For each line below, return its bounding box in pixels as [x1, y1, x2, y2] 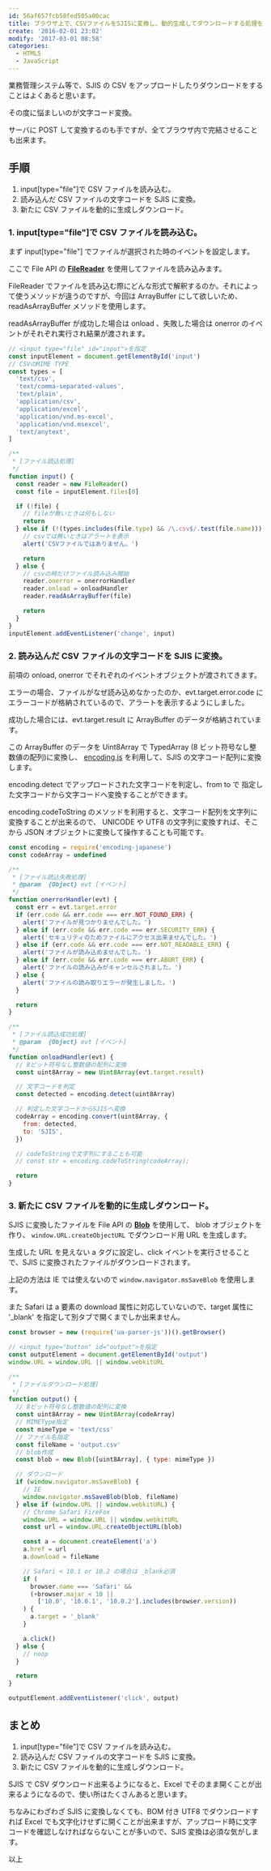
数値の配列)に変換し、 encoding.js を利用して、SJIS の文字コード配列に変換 [8, 751, 261, 762]
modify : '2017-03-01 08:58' [8, 34, 104, 43]
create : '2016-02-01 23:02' [8, 27, 104, 35]
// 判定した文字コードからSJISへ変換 [15, 1105, 125, 1113]
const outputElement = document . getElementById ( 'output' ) [8, 1351, 208, 1359]
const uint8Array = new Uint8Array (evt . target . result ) [15, 1068, 205, 1077]
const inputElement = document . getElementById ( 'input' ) [8, 352, 201, 361]
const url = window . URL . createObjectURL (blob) [23, 1523, 183, 1531]
